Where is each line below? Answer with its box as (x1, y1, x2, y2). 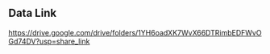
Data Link (8, 6, 57, 20)
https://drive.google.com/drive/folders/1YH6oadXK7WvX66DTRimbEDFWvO (8, 27, 262, 37)
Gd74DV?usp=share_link (8, 36, 90, 46)
